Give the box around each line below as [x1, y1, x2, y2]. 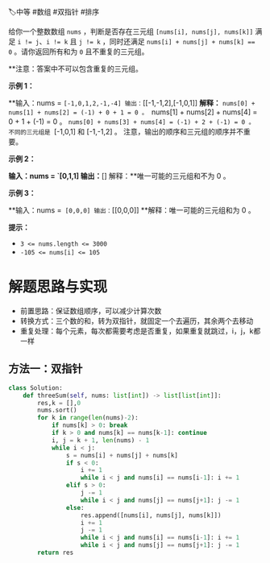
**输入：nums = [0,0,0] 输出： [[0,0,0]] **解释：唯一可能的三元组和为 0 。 [8, 205, 255, 215]
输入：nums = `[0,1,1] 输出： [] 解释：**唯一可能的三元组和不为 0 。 [8, 172, 231, 180]
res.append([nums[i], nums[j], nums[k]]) [80, 511, 222, 520]
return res [37, 549, 74, 557]
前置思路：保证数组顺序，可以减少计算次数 [19, 305, 162, 316]
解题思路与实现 [8, 278, 108, 296]
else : [65, 503, 85, 511]
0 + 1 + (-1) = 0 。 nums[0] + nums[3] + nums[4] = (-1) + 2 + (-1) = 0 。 [8, 117, 255, 126]
